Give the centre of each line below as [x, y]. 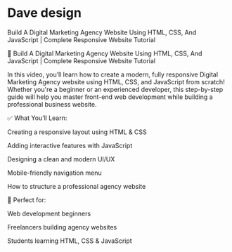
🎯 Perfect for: [27, 200]
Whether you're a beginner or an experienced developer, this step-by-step [115, 89]
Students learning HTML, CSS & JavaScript [70, 241]
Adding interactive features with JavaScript [70, 145]
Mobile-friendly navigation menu [54, 173]
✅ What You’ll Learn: [37, 118]
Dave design [45, 13]
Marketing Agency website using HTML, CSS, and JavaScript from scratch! [116, 81]
